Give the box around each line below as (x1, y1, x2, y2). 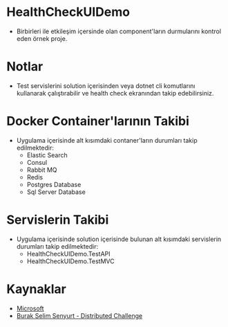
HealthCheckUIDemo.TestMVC (26, 257, 115, 265)
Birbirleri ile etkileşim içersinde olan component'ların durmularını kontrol (16, 27, 222, 35)
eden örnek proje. (16, 34, 68, 42)
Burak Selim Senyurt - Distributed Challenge (16, 311, 143, 319)
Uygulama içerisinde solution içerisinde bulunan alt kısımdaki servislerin (16, 235, 222, 243)
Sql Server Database (26, 188, 86, 196)
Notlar (6, 59, 44, 75)
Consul (26, 158, 48, 166)
